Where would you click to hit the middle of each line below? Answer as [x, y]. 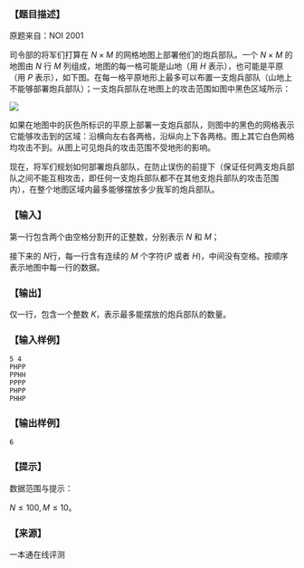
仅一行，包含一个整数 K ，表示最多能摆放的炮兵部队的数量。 [120, 314]
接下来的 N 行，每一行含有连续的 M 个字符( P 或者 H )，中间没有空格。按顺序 [149, 256]
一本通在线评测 [37, 554]
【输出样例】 [38, 423]
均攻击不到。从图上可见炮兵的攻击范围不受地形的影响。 [112, 147]
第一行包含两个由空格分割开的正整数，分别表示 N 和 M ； [114, 236]
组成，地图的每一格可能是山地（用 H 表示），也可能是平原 [177, 66]
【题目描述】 [38, 14]
